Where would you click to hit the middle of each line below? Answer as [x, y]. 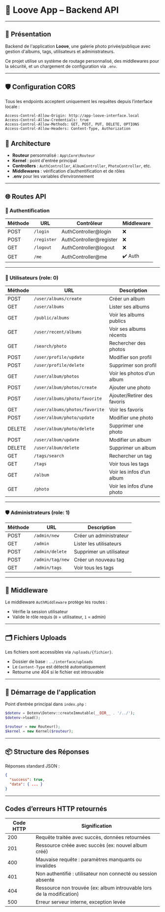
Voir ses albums [127, 329]
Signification [96, 826]
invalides [46, 866]
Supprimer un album [132, 448]
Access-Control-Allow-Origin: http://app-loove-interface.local [72, 115]
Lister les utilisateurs [98, 543]
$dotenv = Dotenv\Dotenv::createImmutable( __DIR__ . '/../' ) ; [70, 713]
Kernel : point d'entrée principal [44, 161]
